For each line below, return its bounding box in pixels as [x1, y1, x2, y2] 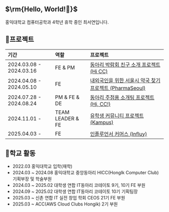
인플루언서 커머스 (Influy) [90, 130, 147, 137]
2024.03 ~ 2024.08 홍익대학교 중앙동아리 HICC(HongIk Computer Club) [12, 170, 159, 176]
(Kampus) [90, 119, 114, 126]
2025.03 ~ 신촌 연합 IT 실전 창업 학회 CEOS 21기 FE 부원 [12, 195, 125, 201]
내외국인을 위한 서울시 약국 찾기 [90, 77, 161, 84]
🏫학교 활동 [5, 149, 36, 158]
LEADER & [55, 115, 79, 122]
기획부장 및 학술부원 [12, 176, 52, 182]
